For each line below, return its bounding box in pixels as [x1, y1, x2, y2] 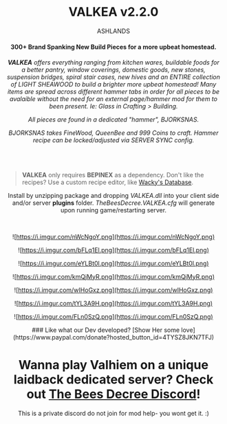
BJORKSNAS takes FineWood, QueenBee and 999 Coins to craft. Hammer [8, 129, 219, 137]
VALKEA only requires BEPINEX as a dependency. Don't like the [21, 170, 204, 179]
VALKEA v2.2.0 [68, 4, 159, 20]
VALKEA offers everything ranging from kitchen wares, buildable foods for [7, 58, 220, 67]
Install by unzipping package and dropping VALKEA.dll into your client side [8, 191, 219, 199]
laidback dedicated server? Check [13, 372, 214, 387]
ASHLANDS [96, 27, 131, 35]
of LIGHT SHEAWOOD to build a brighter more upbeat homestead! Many [10, 80, 217, 89]
